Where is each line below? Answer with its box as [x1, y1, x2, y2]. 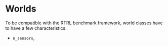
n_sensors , [12, 35, 35, 41]
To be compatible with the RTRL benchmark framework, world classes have [5, 20, 163, 26]
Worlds [5, 3, 36, 15]
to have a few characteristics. [5, 25, 67, 31]
